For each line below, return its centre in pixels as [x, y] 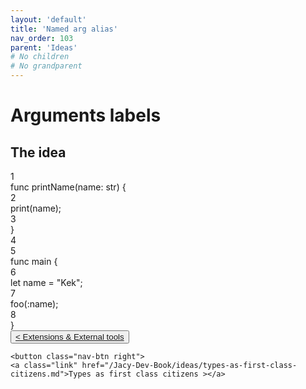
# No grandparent [46, 66]
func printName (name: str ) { [68, 187]
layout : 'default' [48, 19]
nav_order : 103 [42, 38]
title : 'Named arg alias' [64, 29]
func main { [34, 261]
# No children [40, 57]
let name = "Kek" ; [46, 282]
